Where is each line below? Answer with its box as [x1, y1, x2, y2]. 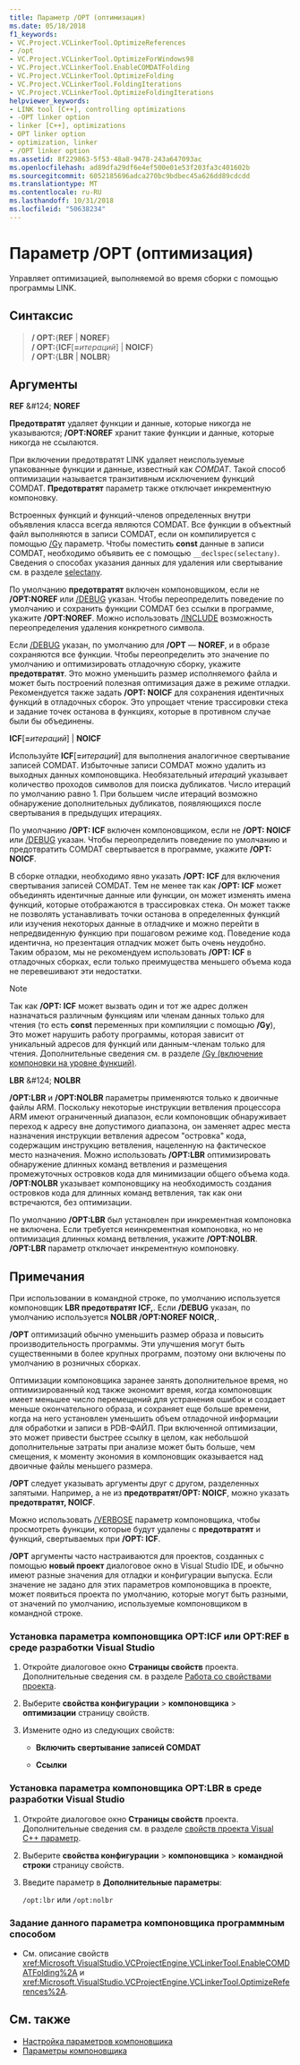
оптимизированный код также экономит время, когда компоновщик [9, 1384, 273, 1395]
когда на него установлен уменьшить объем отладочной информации [9, 1413, 279, 1424]
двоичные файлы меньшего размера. [9, 1461, 154, 1471]
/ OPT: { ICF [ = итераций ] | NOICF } [30, 341, 154, 352]
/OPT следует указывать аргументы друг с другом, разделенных [9, 1478, 260, 1489]
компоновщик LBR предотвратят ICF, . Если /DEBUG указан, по [9, 1302, 251, 1313]
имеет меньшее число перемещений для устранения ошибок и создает [9, 1394, 286, 1405]
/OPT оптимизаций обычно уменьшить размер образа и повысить [9, 1329, 264, 1340]
